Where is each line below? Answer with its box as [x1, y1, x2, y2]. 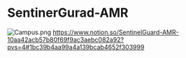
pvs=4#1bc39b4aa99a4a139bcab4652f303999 [7, 43, 145, 51]
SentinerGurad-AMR [7, 5, 129, 21]
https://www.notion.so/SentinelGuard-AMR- [52, 28, 180, 36]
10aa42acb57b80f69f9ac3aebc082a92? [7, 35, 124, 43]
